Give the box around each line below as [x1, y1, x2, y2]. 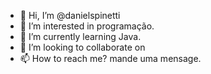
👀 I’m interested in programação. [19, 20, 155, 32]
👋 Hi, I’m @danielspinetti [19, 10, 121, 21]
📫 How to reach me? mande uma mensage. [19, 53, 202, 64]
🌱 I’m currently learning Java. [19, 31, 142, 42]
